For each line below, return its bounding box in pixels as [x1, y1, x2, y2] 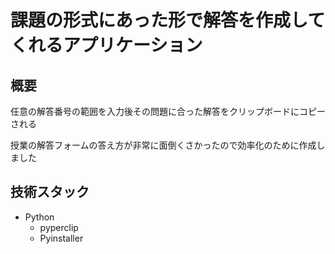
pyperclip [39, 221, 79, 233]
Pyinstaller [39, 232, 84, 244]
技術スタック [10, 184, 90, 201]
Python [24, 211, 55, 223]
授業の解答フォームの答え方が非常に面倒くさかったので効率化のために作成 [10, 139, 317, 151]
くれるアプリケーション [10, 34, 203, 57]
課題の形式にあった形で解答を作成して [10, 9, 326, 32]
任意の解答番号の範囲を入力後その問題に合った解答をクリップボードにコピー [10, 106, 326, 117]
